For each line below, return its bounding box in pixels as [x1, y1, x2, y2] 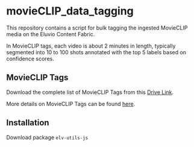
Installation [6, 117, 49, 128]
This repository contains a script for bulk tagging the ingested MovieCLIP [6, 24, 188, 31]
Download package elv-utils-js [6, 134, 89, 141]
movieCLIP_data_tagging [6, 4, 134, 18]
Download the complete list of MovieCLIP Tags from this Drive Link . [6, 89, 174, 96]
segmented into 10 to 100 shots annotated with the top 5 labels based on [6, 48, 187, 55]
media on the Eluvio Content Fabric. [6, 30, 95, 37]
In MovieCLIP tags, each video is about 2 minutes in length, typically [6, 42, 176, 49]
